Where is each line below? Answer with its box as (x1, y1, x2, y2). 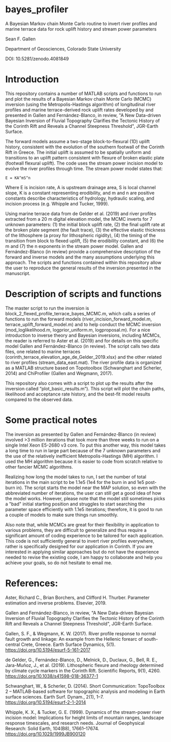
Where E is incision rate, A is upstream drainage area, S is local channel (5, 184, 156, 190)
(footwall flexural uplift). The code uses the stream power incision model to (5, 160, 163, 166)
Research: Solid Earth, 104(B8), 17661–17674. (5, 725, 100, 731)
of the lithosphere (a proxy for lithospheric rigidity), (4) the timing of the (5, 232, 156, 238)
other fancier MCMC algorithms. (5, 463, 73, 470)
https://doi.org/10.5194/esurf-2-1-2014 (5, 699, 86, 705)
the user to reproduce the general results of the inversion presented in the (5, 265, 161, 271)
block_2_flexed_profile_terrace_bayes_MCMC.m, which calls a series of (5, 310, 156, 316)
